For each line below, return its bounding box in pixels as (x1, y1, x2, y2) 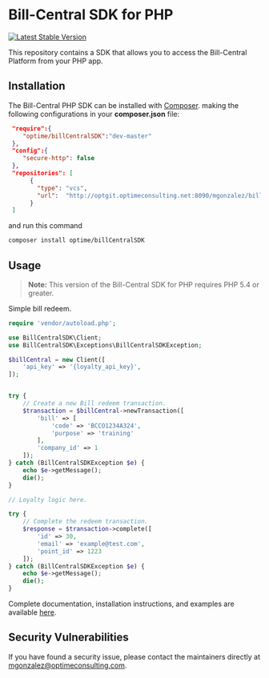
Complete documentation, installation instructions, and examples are (8, 599, 235, 609)
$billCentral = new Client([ (8, 355, 106, 363)
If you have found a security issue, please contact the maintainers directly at (8, 652, 261, 661)
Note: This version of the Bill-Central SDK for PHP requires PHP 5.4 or (27, 279, 260, 289)
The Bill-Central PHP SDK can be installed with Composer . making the (8, 100, 239, 110)
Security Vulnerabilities (8, 631, 130, 644)
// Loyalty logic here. (8, 495, 88, 503)
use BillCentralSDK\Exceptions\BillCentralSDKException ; (8, 341, 203, 349)
